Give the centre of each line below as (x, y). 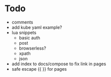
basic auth (29, 38)
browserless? (33, 48)
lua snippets (24, 32)
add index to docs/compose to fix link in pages (59, 64)
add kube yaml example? (37, 27)
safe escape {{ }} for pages (39, 69)
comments (22, 22)
